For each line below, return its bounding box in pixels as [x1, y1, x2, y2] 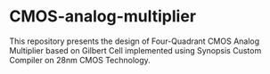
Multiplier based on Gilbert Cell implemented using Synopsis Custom [9, 45, 262, 55]
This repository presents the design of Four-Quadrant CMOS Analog [9, 36, 260, 46]
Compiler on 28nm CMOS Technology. [9, 54, 151, 65]
